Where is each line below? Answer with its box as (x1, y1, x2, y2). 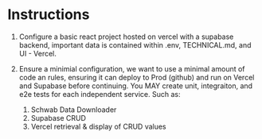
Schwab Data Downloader (30, 105, 117, 114)
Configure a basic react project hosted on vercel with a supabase (18, 32, 234, 41)
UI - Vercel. (18, 48, 57, 58)
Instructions (7, 6, 90, 24)
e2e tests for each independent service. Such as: (18, 89, 181, 98)
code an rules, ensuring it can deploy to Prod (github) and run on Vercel (18, 72, 255, 82)
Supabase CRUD (30, 113, 87, 122)
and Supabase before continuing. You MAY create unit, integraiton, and (18, 81, 252, 91)
